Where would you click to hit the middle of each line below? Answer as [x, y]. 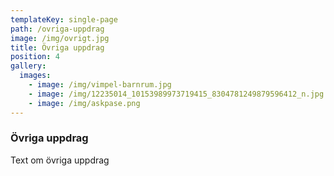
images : [35, 76]
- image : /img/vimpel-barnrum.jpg [100, 85]
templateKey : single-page [64, 19]
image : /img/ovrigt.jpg [60, 38]
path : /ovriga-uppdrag [57, 29]
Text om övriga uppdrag [60, 160]
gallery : [28, 66]
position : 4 [35, 57]
